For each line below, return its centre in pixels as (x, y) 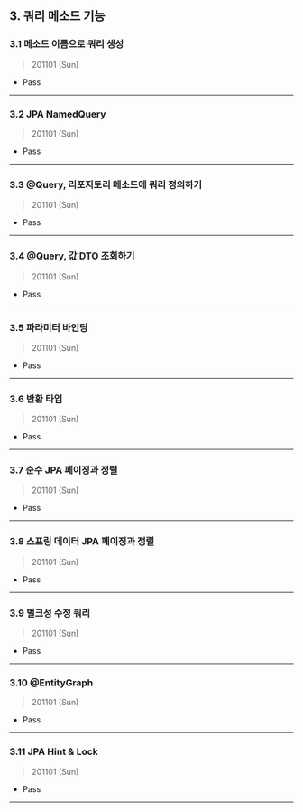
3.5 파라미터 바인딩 (49, 327)
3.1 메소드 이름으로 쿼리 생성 (67, 44)
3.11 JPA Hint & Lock (54, 751)
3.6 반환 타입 (36, 399)
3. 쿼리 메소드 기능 (57, 16)
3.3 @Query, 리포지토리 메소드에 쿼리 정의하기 (106, 184)
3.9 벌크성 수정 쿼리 (50, 613)
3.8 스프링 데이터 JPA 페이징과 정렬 (82, 542)
